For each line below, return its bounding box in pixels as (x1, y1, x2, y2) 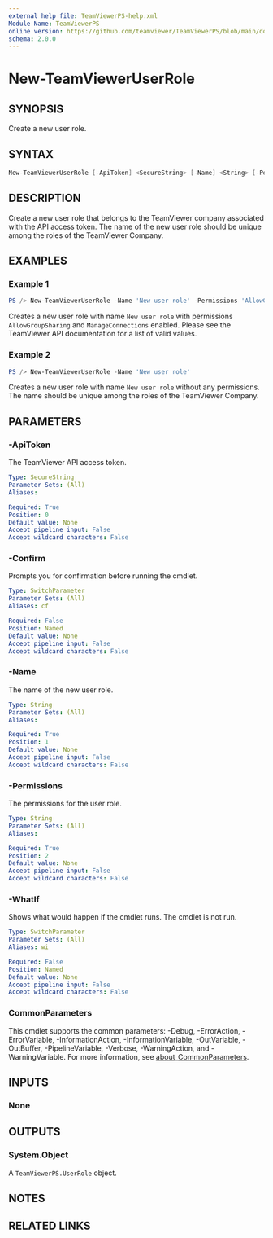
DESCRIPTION (8, 191, 81, 205)
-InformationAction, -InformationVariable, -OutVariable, (56, 1034, 241, 1044)
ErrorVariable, (8, 1034, 55, 1044)
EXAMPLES (8, 254, 67, 268)
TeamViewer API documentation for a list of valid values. (8, 329, 197, 339)
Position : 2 (8, 852, 49, 860)
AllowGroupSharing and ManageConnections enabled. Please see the (8, 320, 232, 330)
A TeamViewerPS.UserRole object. (8, 1168, 118, 1178)
